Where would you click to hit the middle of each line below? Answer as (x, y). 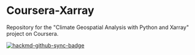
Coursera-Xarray (50, 11)
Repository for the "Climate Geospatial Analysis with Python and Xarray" (97, 27)
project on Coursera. (32, 33)
